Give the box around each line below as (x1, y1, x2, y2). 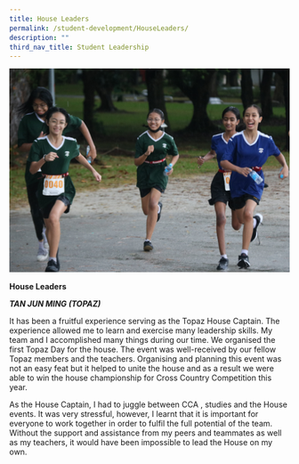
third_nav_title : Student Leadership (9, 43, 149, 52)
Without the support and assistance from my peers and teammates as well (9, 427, 282, 438)
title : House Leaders (9, 14, 90, 23)
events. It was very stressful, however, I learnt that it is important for (9, 408, 259, 419)
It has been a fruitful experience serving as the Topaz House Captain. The (9, 315, 280, 326)
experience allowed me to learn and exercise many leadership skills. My (9, 325, 273, 336)
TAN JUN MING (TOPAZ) (9, 298, 101, 309)
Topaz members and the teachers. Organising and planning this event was (9, 353, 282, 364)
